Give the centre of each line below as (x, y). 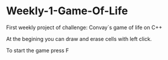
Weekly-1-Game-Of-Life (67, 11)
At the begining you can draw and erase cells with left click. (79, 39)
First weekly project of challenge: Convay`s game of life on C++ (84, 27)
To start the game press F (38, 50)
